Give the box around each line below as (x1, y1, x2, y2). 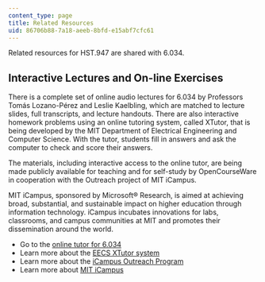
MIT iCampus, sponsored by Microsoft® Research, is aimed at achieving (8, 191, 244, 200)
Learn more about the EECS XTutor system (19, 248, 160, 258)
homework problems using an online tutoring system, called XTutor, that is (8, 118, 251, 127)
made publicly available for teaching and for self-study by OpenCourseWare (8, 167, 257, 176)
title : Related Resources (8, 19, 94, 27)
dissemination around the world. (8, 224, 113, 234)
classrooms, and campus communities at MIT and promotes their (8, 216, 221, 226)
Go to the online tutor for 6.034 (19, 240, 121, 249)
